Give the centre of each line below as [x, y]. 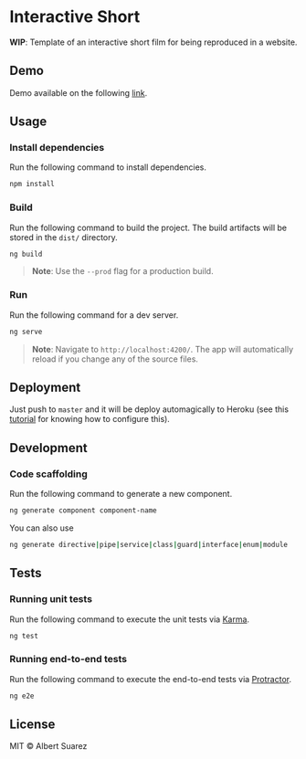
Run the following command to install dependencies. [108, 167]
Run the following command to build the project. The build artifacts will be [148, 227]
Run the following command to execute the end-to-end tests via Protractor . [151, 679]
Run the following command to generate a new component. [121, 494]
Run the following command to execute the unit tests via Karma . [129, 619]
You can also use [42, 528]
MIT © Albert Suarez [48, 746]
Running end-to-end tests [69, 659]
